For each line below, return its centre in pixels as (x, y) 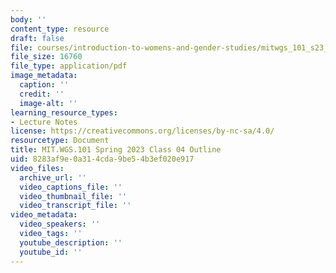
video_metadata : (44, 215)
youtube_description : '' (71, 242)
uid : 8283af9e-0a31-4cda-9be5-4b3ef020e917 (102, 159)
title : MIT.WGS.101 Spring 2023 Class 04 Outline (116, 150)
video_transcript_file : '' (75, 206)
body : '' (28, 19)
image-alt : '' (48, 103)
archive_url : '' (53, 177)
